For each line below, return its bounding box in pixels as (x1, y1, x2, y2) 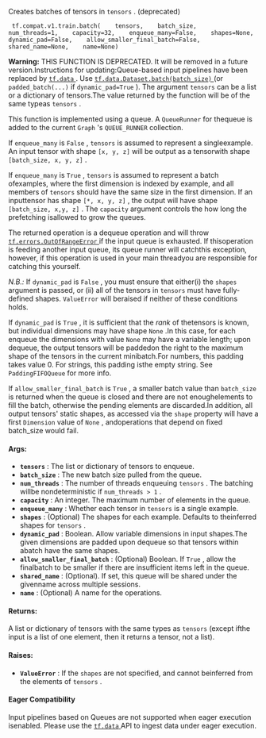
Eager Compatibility (8, 694, 75, 705)
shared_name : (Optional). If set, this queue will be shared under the (19, 571, 237, 581)
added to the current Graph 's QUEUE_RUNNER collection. (8, 123, 184, 132)
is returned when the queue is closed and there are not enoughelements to (8, 392, 253, 402)
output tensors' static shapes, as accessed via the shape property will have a (8, 409, 259, 418)
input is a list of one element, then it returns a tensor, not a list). (8, 632, 215, 642)
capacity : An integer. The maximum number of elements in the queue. (19, 495, 252, 505)
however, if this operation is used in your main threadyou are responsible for (8, 253, 258, 263)
